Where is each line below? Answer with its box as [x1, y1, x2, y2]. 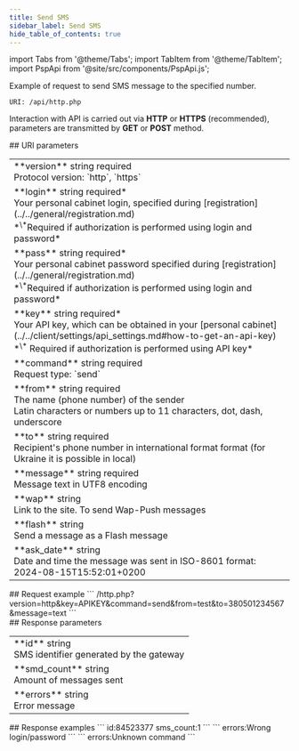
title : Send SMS [9, 12, 69, 22]
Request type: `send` [13, 368, 101, 381]
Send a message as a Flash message [13, 529, 168, 542]
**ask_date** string [13, 544, 101, 556]
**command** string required [13, 357, 143, 369]
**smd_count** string [13, 663, 109, 675]
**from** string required [13, 383, 121, 395]
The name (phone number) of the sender [13, 393, 185, 406]
